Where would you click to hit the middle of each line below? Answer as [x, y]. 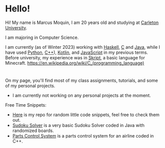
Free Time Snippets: [26, 105]
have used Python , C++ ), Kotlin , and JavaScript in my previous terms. [77, 52]
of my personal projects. [30, 86]
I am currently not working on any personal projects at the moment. [82, 96]
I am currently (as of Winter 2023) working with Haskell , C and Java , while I [83, 47]
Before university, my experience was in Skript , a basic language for [75, 57]
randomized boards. [33, 131]
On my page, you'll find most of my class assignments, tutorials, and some [82, 81]
